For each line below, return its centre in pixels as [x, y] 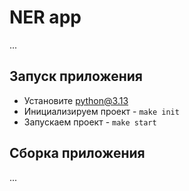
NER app [45, 17]
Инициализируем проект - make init [101, 111]
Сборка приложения [77, 153]
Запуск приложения [76, 76]
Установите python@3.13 [76, 100]
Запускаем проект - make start [90, 122]
